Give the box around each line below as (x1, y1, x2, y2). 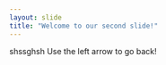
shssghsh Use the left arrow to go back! (9, 45, 157, 56)
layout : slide (9, 12, 63, 22)
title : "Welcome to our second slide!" (9, 21, 159, 30)
